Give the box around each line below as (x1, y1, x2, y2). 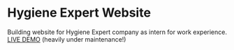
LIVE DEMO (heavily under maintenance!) (7, 35, 126, 43)
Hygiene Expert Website (7, 5, 152, 21)
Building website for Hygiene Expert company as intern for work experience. (7, 28, 227, 36)
